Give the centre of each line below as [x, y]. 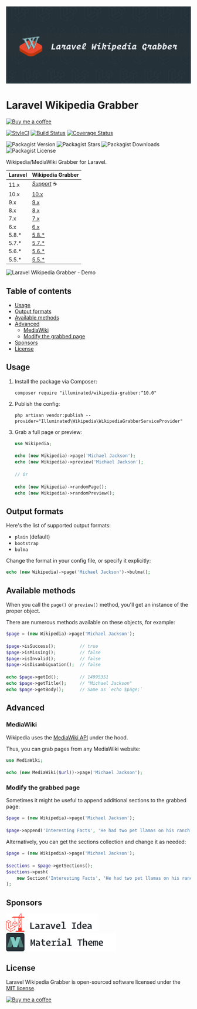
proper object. [23, 611]
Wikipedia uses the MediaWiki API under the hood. [67, 737]
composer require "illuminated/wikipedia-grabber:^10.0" [86, 393]
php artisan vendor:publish [49, 415]
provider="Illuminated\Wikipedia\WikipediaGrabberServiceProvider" [98, 421]
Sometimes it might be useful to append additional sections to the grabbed [96, 801]
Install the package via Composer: [56, 381]
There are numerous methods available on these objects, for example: [91, 623]
